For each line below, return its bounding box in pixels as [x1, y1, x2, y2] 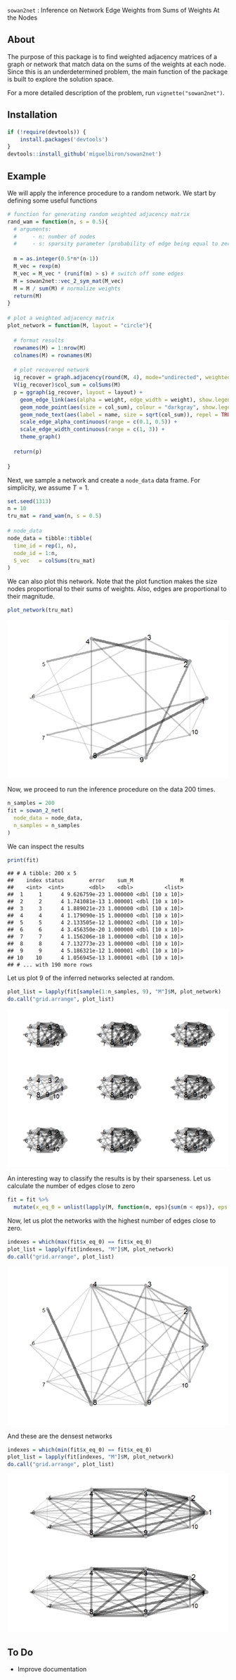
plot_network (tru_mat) [7, 606, 74, 614]
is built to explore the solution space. [7, 75, 114, 83]
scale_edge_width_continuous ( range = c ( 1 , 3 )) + [20, 426, 165, 433]
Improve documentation [17, 1665, 87, 1673]
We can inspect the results [7, 842, 84, 851]
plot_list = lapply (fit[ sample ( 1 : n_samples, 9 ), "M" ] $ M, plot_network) [7, 988, 221, 995]
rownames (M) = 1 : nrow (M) [13, 344, 86, 351]
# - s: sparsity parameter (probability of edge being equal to [13, 241, 218, 248]
